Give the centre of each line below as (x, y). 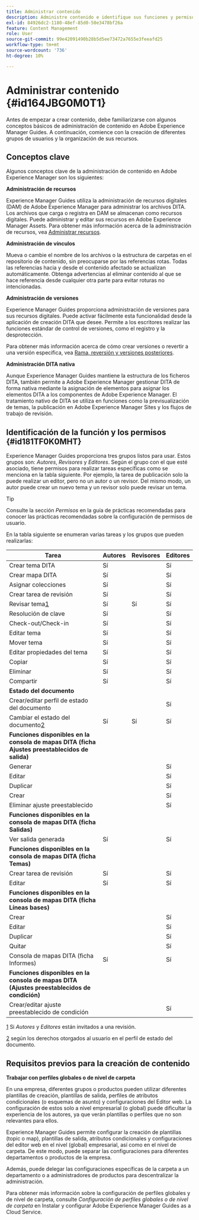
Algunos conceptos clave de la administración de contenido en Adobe (92, 171)
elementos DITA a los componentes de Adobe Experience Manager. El (92, 395)
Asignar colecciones (38, 585)
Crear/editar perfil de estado (49, 701)
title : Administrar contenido (44, 12)
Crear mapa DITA (33, 575)
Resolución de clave (37, 614)
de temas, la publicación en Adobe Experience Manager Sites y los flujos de (99, 407)
